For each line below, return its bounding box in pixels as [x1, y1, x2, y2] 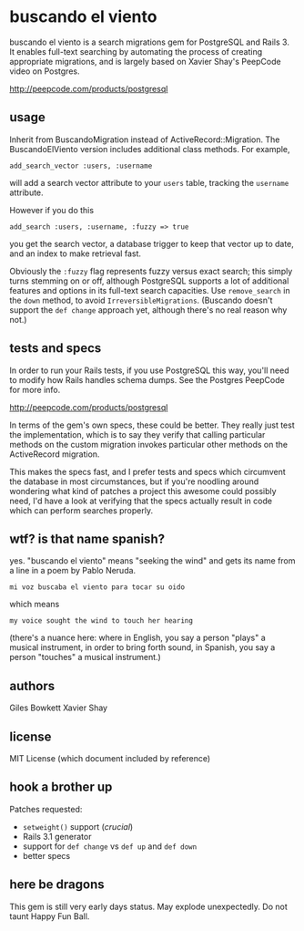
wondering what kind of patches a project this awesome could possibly [9, 485, 277, 496]
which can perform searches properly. [9, 504, 153, 516]
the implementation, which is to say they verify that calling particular [9, 429, 266, 440]
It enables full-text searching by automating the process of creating [9, 46, 263, 57]
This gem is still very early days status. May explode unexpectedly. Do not [9, 901, 289, 912]
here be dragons [9, 877, 105, 893]
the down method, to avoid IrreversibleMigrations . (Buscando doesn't [9, 295, 273, 305]
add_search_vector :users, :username [9, 161, 153, 171]
